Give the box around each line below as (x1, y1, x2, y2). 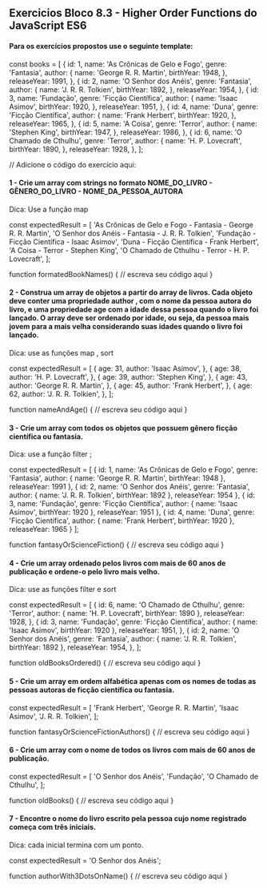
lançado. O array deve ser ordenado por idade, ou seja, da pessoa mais (9, 313, 249, 323)
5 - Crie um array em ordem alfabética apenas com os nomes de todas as (9, 677, 257, 686)
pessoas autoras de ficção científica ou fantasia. (9, 685, 175, 694)
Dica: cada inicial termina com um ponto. (9, 840, 144, 850)
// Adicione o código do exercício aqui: (9, 159, 137, 169)
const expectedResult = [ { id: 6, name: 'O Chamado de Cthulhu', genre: (9, 600, 245, 609)
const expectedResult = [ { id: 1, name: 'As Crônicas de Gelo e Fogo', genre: (9, 465, 258, 475)
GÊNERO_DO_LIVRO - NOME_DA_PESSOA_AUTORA (9, 187, 183, 196)
